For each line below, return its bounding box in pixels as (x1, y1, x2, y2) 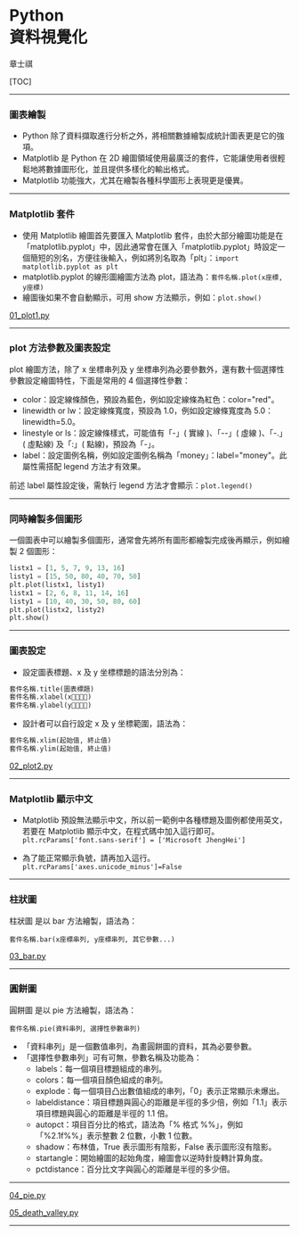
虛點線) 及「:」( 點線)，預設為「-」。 (27, 438, 160, 449)
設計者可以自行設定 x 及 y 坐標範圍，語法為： (21, 718, 189, 729)
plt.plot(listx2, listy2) (9, 605, 105, 614)
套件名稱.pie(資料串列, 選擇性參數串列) (9, 1024, 141, 1033)
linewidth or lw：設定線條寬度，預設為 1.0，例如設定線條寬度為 (21, 405, 252, 416)
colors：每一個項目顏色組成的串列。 (35, 1074, 168, 1085)
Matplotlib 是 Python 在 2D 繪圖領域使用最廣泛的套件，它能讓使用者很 (21, 153, 279, 163)
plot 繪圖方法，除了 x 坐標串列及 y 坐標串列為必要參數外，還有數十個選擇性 (9, 363, 285, 375)
